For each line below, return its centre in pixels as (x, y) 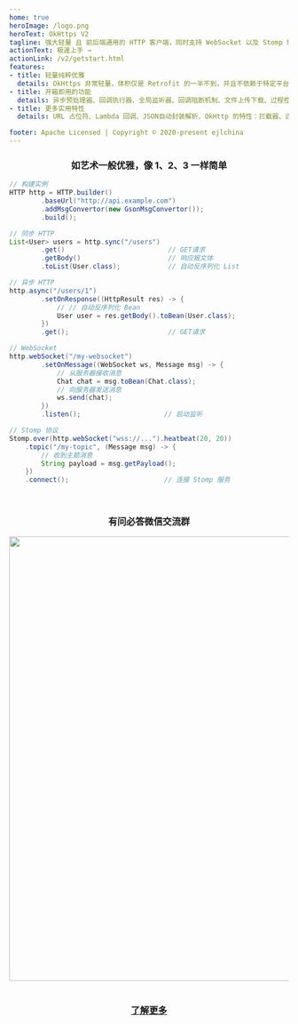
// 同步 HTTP (32, 233)
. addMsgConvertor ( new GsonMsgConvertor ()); (122, 209)
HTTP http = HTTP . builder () (61, 193)
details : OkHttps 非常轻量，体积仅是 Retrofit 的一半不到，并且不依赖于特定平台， (157, 84)
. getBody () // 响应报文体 (127, 259)
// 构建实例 (29, 184)
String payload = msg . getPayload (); (109, 463)
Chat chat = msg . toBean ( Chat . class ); (126, 381)
